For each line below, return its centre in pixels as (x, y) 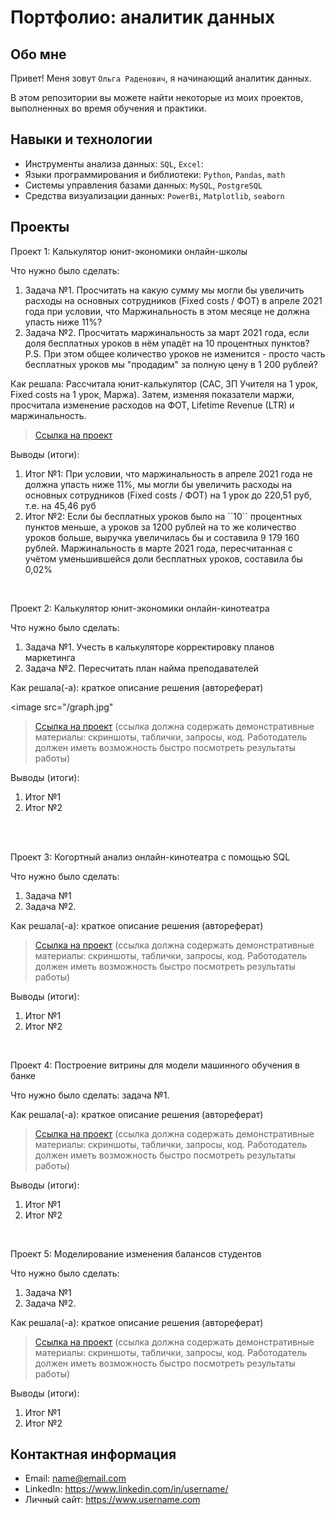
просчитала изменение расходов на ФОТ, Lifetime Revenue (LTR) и (152, 405)
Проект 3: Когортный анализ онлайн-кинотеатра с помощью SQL (150, 857)
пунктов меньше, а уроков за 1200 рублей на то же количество (160, 527)
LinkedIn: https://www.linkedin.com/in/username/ (126, 1489)
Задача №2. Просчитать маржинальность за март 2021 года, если (167, 332)
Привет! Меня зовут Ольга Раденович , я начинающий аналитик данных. (161, 78)
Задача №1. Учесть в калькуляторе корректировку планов (149, 647)
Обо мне (38, 54)
